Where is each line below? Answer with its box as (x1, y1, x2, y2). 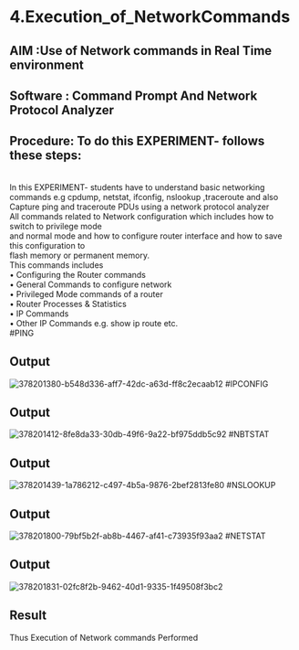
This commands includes (9, 259, 104, 271)
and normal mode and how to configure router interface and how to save (9, 230, 283, 241)
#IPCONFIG (224, 378, 269, 389)
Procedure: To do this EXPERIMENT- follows (9, 133, 265, 149)
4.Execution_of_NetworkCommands (9, 6, 291, 27)
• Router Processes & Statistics (9, 298, 128, 309)
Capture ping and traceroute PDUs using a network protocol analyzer (9, 201, 270, 212)
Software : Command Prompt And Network (9, 88, 258, 103)
